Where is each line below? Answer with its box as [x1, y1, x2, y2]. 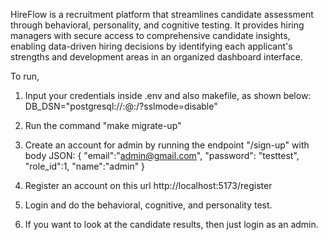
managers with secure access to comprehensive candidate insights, [10, 30, 291, 41]
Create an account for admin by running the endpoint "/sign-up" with [24, 139, 310, 151]
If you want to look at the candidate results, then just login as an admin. [24, 219, 319, 230]
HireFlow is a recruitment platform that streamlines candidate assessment [10, 9, 314, 20]
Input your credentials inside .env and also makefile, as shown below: [24, 90, 312, 101]
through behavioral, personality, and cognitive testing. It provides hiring [10, 19, 305, 31]
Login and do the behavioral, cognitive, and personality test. [24, 199, 273, 211]
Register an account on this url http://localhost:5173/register [24, 180, 273, 191]
